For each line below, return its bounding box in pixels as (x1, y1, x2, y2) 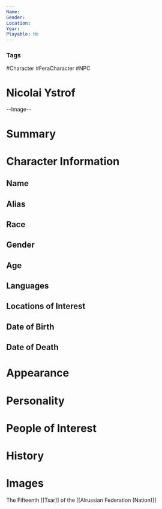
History (6, 449, 44, 463)
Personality (6, 394, 65, 407)
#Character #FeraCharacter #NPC (6, 64, 91, 72)
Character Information (6, 154, 120, 168)
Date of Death (6, 342, 59, 352)
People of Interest (6, 421, 97, 435)
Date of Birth (6, 322, 55, 332)
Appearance (6, 366, 70, 380)
